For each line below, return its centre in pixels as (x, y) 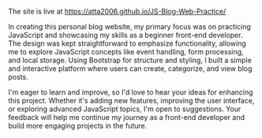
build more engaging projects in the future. (78, 126)
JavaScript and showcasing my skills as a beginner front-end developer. (125, 35)
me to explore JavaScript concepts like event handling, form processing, (126, 52)
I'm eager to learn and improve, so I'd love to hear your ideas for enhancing (131, 92)
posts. (19, 77)
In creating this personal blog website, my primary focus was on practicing (129, 26)
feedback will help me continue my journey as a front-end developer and (127, 117)
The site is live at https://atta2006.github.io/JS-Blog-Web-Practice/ (117, 11)
